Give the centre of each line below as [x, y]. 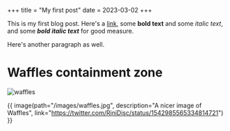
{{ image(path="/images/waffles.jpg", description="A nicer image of [105, 105]
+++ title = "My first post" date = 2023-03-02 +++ [80, 10]
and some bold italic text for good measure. [71, 31]
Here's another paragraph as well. [56, 44]
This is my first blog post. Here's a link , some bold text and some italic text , [115, 23]
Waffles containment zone [85, 73]
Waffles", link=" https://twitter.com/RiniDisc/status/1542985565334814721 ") [115, 113]
